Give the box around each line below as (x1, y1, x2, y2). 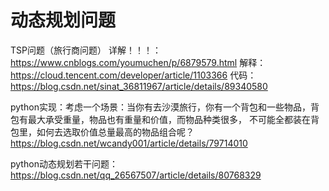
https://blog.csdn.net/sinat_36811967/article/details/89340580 (10, 80, 268, 92)
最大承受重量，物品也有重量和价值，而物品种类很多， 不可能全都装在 (27, 113, 311, 125)
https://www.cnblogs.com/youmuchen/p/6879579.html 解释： (10, 56, 267, 68)
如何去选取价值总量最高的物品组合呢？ (36, 126, 195, 138)
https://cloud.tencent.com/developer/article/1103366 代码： (10, 69, 257, 81)
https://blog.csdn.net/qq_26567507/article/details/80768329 (10, 169, 262, 181)
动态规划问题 (10, 9, 117, 32)
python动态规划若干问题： (10, 157, 118, 170)
